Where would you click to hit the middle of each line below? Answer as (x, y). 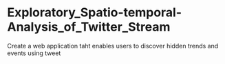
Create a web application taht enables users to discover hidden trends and (113, 46)
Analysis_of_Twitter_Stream (89, 27)
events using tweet (34, 53)
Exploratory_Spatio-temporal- (95, 13)
